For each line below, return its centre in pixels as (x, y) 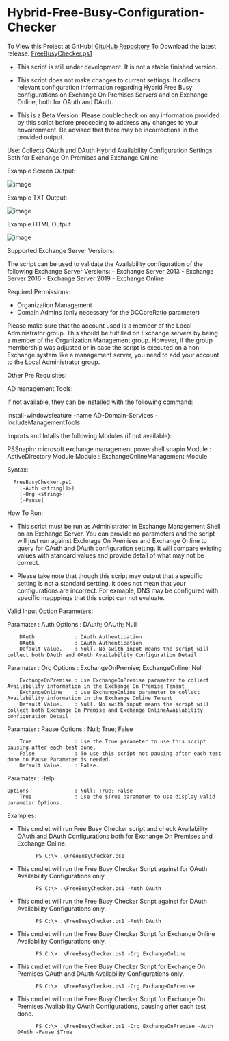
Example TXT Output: (37, 198)
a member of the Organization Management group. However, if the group (110, 340)
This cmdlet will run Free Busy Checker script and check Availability (112, 828)
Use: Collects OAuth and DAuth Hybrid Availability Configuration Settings (110, 150)
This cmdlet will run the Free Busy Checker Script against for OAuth (112, 868)
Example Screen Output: (41, 171)
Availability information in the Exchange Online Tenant (90, 698)
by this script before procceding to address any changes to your (107, 122)
